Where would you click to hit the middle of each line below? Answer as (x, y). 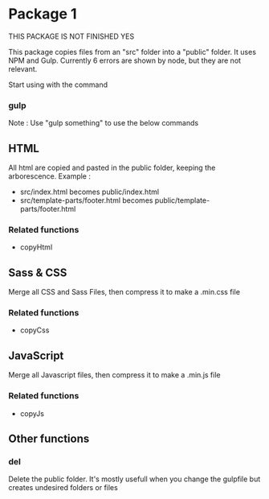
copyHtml (36, 247)
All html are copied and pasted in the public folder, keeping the (112, 168)
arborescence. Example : (49, 176)
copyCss (35, 330)
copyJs (32, 413)
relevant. (23, 68)
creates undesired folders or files (63, 488)
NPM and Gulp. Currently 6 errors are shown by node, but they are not (125, 60)
